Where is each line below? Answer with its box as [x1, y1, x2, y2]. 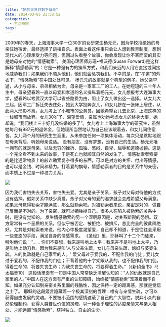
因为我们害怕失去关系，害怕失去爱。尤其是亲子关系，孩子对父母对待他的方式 [5, 189, 161, 195]
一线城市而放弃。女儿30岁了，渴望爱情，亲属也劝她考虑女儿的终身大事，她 [5, 114, 158, 120]
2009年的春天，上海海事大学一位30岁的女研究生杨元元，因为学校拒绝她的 [5, 40, 156, 46]
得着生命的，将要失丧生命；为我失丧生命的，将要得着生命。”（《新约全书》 [5, 264, 155, 270]
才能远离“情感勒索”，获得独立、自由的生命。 [13, 307, 105, 313]
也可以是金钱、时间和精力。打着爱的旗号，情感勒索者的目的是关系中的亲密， [5, 164, 161, 170]
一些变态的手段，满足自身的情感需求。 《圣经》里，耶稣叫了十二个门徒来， [5, 233, 158, 239]
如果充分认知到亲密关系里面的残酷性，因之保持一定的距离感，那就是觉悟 [13, 282, 161, 288]
